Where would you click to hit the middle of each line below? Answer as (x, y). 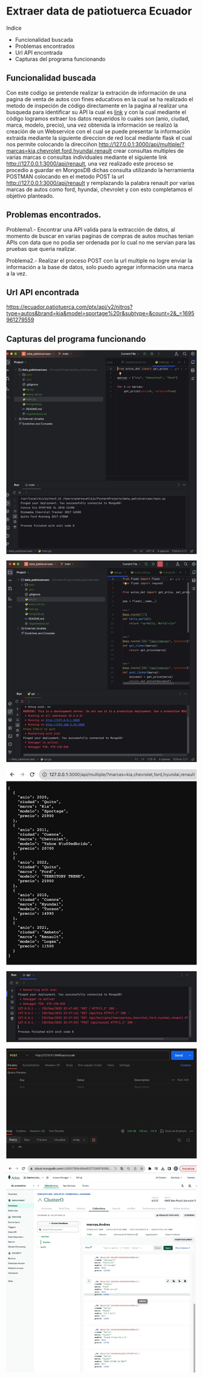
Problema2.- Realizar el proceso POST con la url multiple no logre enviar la (99, 260)
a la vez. (17, 273)
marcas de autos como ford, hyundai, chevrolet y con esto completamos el (99, 189)
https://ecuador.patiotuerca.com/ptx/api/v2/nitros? (69, 307)
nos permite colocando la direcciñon (52, 144)
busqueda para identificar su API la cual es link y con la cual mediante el (96, 112)
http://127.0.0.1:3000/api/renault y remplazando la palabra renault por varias (101, 182)
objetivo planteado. (30, 196)
